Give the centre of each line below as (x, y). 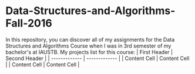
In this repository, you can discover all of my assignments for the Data (90, 39)
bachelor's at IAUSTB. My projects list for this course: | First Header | (89, 52)
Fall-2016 (29, 23)
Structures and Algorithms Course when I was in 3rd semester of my (88, 46)
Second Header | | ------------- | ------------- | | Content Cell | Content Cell (97, 58)
